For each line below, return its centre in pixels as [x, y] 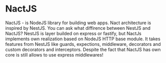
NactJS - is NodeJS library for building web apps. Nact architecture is [78, 23]
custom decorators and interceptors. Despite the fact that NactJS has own [83, 49]
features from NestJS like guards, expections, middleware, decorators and [83, 44]
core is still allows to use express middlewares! [54, 55]
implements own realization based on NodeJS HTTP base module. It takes [83, 39]
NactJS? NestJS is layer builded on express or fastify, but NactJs [73, 33]
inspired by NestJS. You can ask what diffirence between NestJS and [78, 28]
